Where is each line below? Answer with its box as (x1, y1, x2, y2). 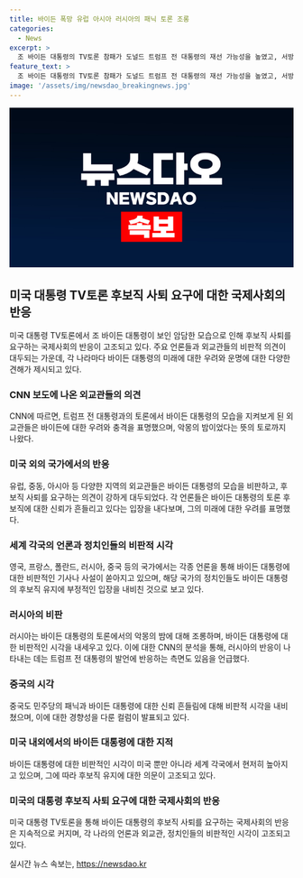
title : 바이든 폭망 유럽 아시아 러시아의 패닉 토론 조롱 (9, 14, 190, 23)
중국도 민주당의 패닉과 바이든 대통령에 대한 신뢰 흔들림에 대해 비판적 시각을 (9, 700, 272, 711)
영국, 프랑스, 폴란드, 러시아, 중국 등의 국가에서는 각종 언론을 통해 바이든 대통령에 (9, 560, 290, 572)
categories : (9, 23, 54, 33)
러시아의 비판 (9, 608, 63, 621)
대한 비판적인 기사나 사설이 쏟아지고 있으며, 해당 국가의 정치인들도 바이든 (9, 572, 264, 583)
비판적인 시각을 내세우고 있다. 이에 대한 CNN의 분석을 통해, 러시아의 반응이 (18, 642, 281, 653)
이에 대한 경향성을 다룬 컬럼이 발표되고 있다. (35, 711, 189, 722)
